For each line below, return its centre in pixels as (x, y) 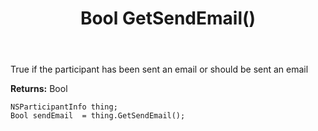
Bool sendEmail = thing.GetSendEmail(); (98, 116)
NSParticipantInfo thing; (64, 107)
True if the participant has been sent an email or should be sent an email (159, 69)
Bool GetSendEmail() (168, 18)
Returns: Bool (39, 89)
